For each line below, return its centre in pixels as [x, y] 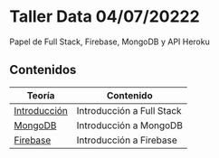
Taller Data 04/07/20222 [105, 17]
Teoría [41, 95]
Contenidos [43, 70]
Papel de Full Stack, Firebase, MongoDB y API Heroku [109, 42]
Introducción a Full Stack [129, 110]
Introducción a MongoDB [130, 125]
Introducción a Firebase [127, 140]
